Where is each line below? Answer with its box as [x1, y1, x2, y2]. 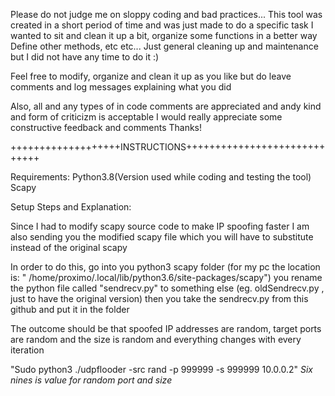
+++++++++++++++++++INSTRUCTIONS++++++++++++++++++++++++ [10, 141, 326, 153]
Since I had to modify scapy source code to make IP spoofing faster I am [10, 220, 310, 232]
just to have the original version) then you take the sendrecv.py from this [10, 293, 309, 304]
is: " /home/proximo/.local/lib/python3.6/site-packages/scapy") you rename [10, 272, 323, 283]
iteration [10, 344, 45, 356]
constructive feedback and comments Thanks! [10, 122, 203, 133]
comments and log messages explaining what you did [10, 81, 232, 93]
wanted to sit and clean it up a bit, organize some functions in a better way [10, 30, 318, 41]
